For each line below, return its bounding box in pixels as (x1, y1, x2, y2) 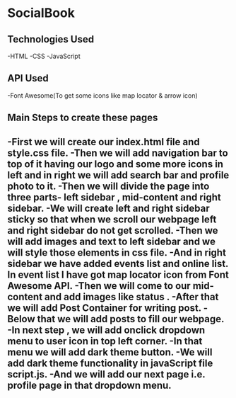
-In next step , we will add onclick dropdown (7, 324, 206, 336)
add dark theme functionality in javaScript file (7, 357, 213, 369)
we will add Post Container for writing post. (7, 302, 201, 314)
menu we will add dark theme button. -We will (7, 346, 213, 358)
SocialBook (7, 5, 76, 21)
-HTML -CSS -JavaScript (7, 52, 81, 60)
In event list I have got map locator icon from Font (7, 268, 230, 280)
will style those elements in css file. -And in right (7, 246, 226, 258)
